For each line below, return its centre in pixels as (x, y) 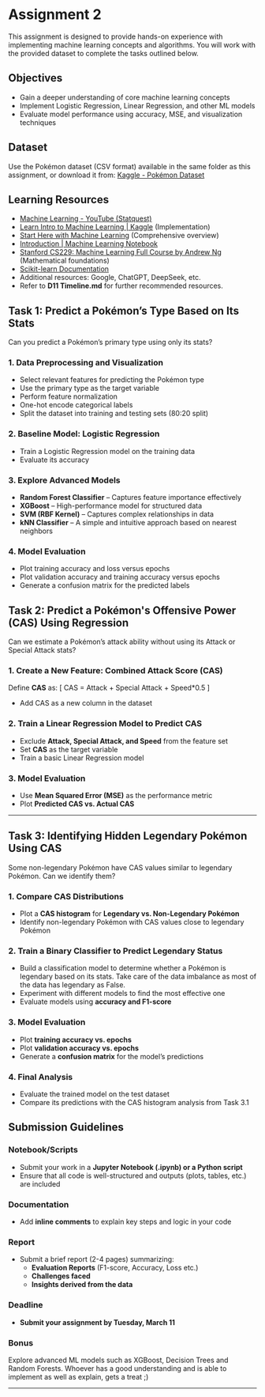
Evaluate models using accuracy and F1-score (95, 1001)
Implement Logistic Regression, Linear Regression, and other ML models (137, 105)
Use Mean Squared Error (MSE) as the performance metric (116, 796)
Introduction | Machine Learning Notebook (89, 244)
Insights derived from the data (82, 1285)
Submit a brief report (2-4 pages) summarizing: (97, 1259)
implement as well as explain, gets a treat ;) (78, 1376)
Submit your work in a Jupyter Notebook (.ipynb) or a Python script (131, 1167)
